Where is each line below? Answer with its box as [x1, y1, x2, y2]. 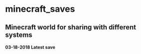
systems [5, 30, 33, 39]
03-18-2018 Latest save [5, 44, 56, 50]
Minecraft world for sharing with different [5, 23, 137, 31]
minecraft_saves [5, 3, 75, 15]
